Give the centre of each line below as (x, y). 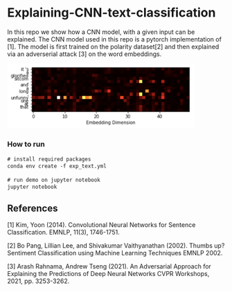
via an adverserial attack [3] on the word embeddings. (84, 54)
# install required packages (49, 159)
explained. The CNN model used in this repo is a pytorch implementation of (114, 39)
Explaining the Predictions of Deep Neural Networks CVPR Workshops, (108, 274)
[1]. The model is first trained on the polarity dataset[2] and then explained (113, 46)
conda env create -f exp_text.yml (57, 166)
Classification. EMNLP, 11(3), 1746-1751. (63, 232)
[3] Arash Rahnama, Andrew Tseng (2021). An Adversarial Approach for (109, 266)
